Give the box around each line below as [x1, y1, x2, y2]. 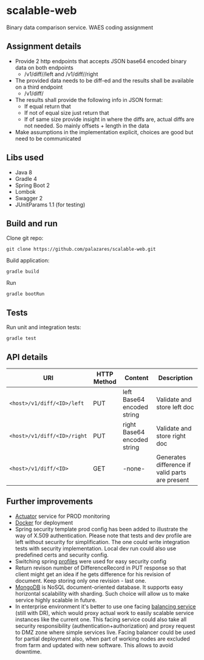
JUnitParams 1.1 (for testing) [15, 201, 86, 208]
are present [156, 476, 189, 484]
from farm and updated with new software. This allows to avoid [15, 641, 174, 648]
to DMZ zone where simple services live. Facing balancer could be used [15, 628, 195, 636]
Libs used [6, 152, 44, 163]
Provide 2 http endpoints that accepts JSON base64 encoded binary [15, 57, 187, 64]
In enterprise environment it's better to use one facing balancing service [15, 602, 196, 610]
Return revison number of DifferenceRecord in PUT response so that [15, 564, 186, 571]
